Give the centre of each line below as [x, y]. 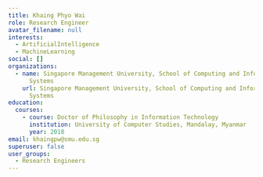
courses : [29, 110]
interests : [26, 37]
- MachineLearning [45, 52]
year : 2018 [47, 132]
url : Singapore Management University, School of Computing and [129, 88]
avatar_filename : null [45, 30]
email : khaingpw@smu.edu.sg [54, 139]
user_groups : [29, 154]
